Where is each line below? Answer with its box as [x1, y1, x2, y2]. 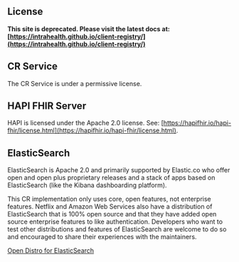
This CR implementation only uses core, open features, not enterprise [7, 195, 211, 204]
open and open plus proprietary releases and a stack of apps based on [7, 174, 216, 182]
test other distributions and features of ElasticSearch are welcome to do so [7, 225, 227, 234]
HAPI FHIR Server [7, 100, 87, 112]
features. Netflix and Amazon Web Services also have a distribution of [7, 202, 213, 211]
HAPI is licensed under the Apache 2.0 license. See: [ [7, 119, 164, 127]
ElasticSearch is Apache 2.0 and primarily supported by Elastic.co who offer [7, 166, 230, 174]
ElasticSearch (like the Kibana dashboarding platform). [7, 181, 167, 189]
